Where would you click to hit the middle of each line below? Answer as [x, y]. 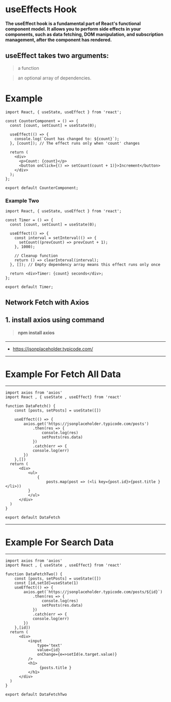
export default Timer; [29, 287]
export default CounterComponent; [42, 188]
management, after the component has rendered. [59, 40]
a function [28, 68]
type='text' [50, 645]
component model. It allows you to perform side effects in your [73, 29]
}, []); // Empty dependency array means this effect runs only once [85, 264]
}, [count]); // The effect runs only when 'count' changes [75, 143]
